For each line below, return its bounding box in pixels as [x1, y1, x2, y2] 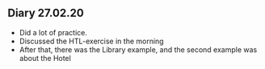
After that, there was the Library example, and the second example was [19, 44, 258, 55]
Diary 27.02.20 [7, 6, 84, 20]
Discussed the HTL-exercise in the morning [19, 36, 164, 46]
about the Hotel [19, 53, 72, 63]
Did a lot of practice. [19, 27, 88, 37]
